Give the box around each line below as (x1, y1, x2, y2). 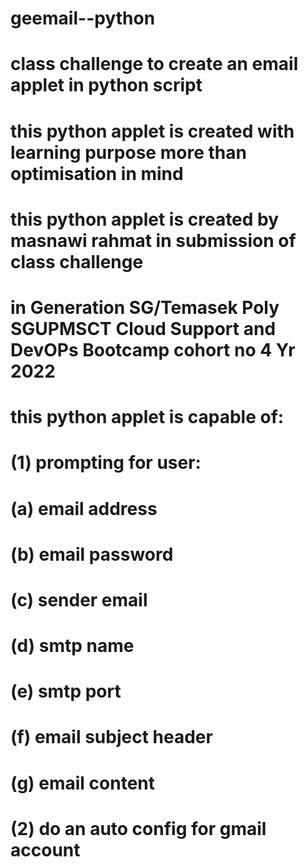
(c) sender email (10, 588, 148, 611)
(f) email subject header (10, 726, 213, 749)
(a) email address (10, 497, 158, 520)
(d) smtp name (10, 635, 135, 657)
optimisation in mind (10, 162, 184, 185)
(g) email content (10, 772, 155, 794)
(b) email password (10, 543, 174, 566)
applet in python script (10, 74, 203, 97)
